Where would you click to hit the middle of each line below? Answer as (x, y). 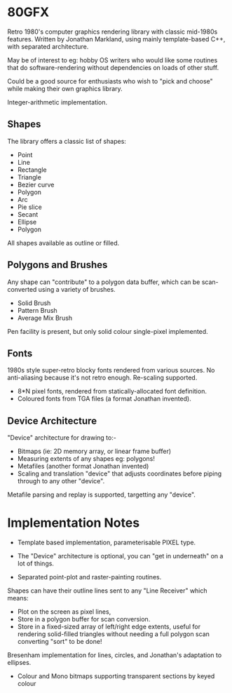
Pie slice (29, 207)
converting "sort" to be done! (60, 642)
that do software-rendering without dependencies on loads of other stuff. (113, 67)
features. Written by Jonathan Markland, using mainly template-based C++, (116, 39)
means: (18, 598)
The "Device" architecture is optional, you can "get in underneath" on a (120, 556)
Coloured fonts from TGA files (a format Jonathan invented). (104, 399)
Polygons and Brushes (57, 265)
